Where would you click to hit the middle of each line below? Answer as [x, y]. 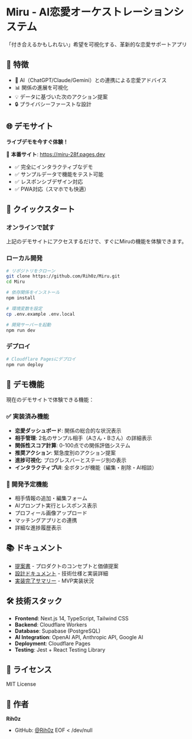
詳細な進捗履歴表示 [38, 527]
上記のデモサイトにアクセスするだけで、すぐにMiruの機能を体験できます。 [97, 241]
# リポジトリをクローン [31, 271]
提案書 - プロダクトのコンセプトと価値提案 [67, 566]
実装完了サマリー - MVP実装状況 [54, 581]
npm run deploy [25, 364]
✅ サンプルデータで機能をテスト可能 [59, 174]
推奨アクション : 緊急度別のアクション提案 [65, 453]
